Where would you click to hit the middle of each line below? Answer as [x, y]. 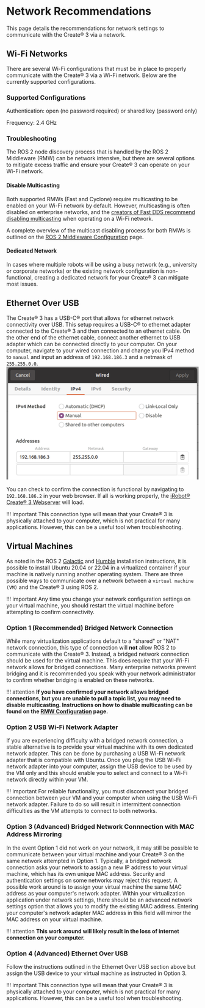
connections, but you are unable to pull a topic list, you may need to [94, 698]
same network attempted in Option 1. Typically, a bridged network [89, 861]
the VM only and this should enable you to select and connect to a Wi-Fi [97, 773]
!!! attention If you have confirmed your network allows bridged [88, 692]
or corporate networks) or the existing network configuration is [85, 271]
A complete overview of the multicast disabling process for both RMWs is [99, 230]
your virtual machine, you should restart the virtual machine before [90, 605]
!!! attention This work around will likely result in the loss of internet [93, 931]
